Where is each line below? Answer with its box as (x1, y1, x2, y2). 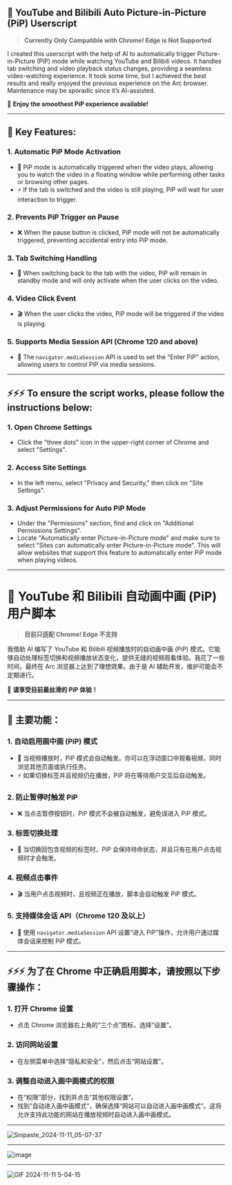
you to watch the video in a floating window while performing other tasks (17, 170, 225, 179)
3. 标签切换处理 (7, 828, 59, 838)
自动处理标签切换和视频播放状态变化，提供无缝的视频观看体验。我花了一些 (12, 653, 225, 662)
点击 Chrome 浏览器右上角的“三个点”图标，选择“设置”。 (17, 1021, 175, 1029)
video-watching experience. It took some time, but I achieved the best (7, 71, 206, 80)
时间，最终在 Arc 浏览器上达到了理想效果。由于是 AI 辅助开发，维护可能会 (7, 662, 217, 670)
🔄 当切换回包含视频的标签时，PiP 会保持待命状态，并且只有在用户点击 (17, 845, 216, 853)
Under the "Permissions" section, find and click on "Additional (17, 518, 194, 527)
